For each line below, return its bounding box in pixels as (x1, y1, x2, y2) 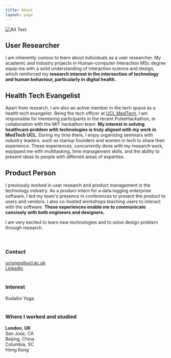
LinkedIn (5, 265, 23, 272)
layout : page (5, 12, 33, 17)
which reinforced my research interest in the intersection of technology (5, 71, 159, 77)
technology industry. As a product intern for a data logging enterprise (5, 187, 152, 193)
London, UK (5, 325, 31, 331)
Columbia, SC (5, 341, 34, 347)
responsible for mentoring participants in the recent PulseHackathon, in (5, 116, 156, 122)
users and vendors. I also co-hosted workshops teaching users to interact (5, 198, 161, 205)
